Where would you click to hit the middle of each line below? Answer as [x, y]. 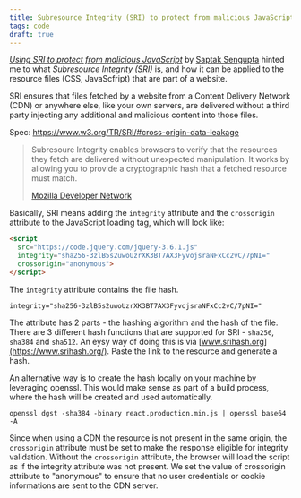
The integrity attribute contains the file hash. [94, 289]
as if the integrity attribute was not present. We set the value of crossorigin [147, 466]
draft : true [31, 34]
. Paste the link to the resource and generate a [192, 351]
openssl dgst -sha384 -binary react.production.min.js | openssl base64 [148, 413]
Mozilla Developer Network [82, 196]
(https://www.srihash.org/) [58, 351]
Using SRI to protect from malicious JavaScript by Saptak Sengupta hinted [147, 60]
